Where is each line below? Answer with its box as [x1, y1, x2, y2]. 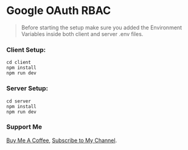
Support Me [6, 123, 43, 131]
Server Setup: [6, 84, 49, 93]
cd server [6, 98, 32, 104]
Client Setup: [6, 45, 46, 54]
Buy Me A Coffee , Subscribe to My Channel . [6, 137, 117, 144]
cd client [6, 59, 32, 66]
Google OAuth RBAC [6, 4, 111, 18]
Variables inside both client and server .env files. [21, 30, 144, 37]
